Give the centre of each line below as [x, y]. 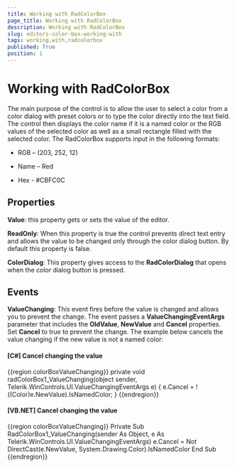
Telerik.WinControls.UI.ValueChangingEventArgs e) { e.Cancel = [101, 387]
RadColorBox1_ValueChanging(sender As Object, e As [86, 434]
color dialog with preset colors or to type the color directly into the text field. [119, 116]
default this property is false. [49, 248]
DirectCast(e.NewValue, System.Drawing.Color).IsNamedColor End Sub [112, 449]
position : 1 [25, 54]
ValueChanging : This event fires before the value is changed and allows [113, 309]
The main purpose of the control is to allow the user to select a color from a [118, 108]
